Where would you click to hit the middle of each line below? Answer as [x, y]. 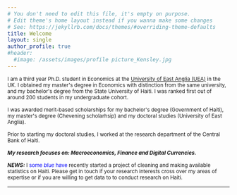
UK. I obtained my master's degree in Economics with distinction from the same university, [117, 85]
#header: [20, 54]
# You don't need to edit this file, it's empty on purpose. [99, 14]
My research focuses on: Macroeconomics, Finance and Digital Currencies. [102, 153]
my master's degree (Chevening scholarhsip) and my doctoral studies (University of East [115, 116]
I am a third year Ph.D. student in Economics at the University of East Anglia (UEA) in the [114, 79]
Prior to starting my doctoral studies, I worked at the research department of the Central [114, 134]
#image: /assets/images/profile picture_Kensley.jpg [93, 60]
